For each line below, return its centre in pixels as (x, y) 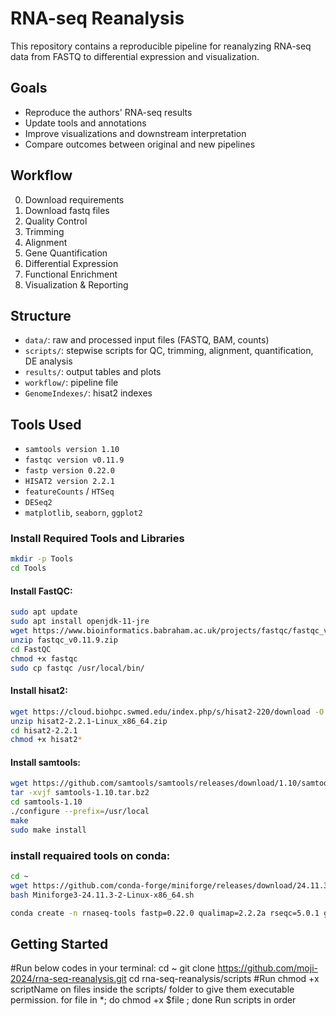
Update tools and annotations (85, 123)
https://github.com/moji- (267, 968)
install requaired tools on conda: (90, 855)
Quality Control (56, 221)
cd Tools (28, 568)
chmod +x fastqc (44, 658)
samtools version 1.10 (72, 450)
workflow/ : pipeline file (71, 383)
